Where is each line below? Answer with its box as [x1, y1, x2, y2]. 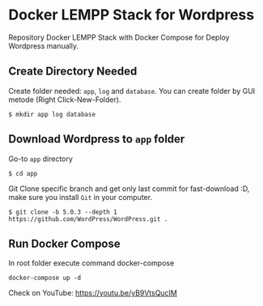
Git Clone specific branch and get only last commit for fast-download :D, [8, 184, 250, 193]
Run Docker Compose [8, 236, 121, 250]
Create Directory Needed [8, 65, 138, 79]
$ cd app [8, 169, 38, 177]
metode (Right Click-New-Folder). [8, 95, 121, 104]
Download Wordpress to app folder [8, 132, 185, 147]
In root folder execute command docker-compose [8, 258, 175, 268]
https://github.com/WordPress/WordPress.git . [8, 215, 168, 223]
